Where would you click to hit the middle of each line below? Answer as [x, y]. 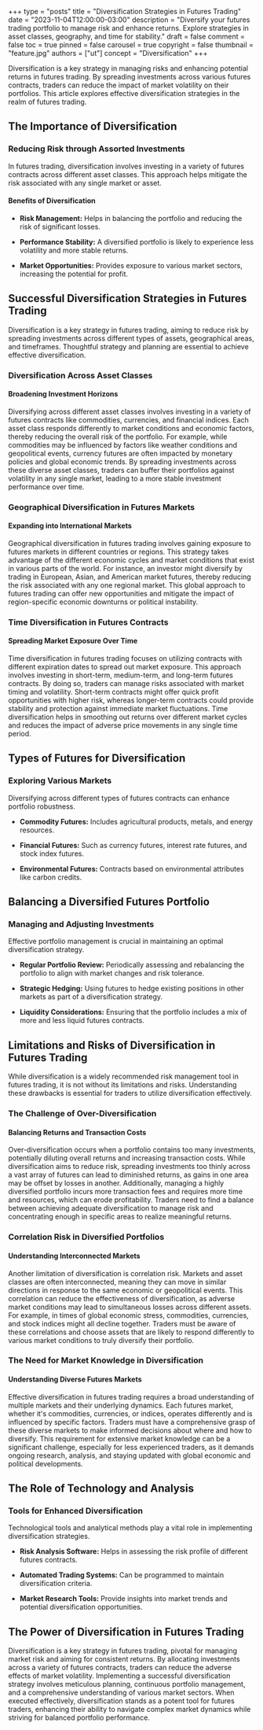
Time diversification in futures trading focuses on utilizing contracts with [125, 658]
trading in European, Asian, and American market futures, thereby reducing [130, 577]
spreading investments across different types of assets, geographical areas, [131, 338]
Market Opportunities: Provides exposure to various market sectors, [131, 265]
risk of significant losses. [60, 227]
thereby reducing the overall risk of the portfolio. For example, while [118, 437]
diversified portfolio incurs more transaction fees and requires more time [126, 1192]
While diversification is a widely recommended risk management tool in [124, 1076]
